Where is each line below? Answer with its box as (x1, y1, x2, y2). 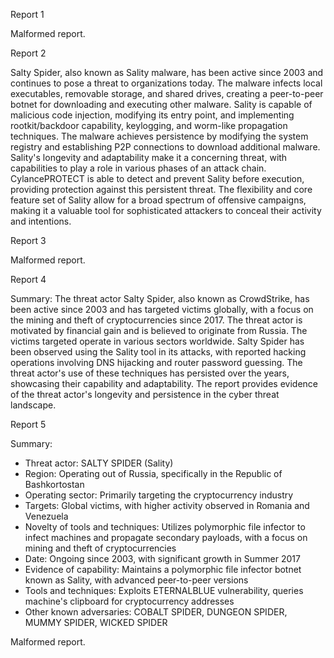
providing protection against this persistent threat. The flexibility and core (10, 184, 313, 195)
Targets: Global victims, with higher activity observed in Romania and (24, 500, 310, 511)
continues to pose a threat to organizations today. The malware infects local (10, 77, 323, 89)
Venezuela (24, 510, 69, 522)
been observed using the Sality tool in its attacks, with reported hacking (10, 346, 307, 358)
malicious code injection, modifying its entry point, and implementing (10, 109, 295, 121)
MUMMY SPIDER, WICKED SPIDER (24, 617, 168, 628)
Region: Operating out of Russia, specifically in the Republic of (24, 468, 283, 479)
